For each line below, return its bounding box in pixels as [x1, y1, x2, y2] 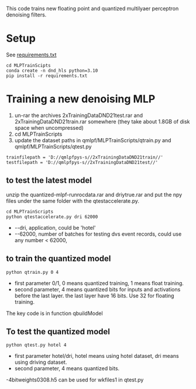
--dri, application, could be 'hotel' [14, 224, 96, 231]
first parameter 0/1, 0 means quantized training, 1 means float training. [14, 279, 184, 287]
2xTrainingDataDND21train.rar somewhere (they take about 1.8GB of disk [14, 118, 190, 125]
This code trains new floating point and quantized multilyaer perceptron [6, 5, 179, 12]
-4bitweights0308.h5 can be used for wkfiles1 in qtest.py [6, 376, 144, 384]
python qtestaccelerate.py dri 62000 [6, 214, 98, 220]
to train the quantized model [6, 254, 111, 264]
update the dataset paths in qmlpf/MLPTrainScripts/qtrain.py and [14, 136, 171, 143]
